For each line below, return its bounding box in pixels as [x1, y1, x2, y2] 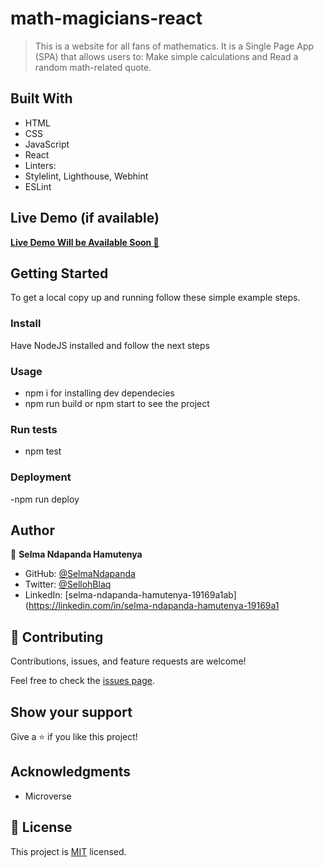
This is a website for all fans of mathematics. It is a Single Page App [34, 40, 315, 52]
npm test [24, 445, 62, 457]
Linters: [24, 159, 57, 171]
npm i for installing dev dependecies [24, 387, 175, 399]
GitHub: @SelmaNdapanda [24, 568, 136, 580]
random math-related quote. [34, 61, 152, 73]
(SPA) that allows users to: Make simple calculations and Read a [34, 50, 299, 62]
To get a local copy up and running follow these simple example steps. [10, 292, 301, 304]
